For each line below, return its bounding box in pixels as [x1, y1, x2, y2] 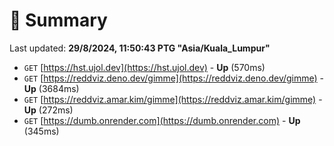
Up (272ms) [23, 104, 74, 116]
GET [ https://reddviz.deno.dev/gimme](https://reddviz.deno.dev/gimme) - [23, 72, 325, 84]
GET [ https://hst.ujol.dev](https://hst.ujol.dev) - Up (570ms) [23, 61, 266, 73]
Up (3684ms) [23, 82, 80, 94]
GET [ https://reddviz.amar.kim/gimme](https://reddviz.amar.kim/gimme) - [23, 93, 323, 105]
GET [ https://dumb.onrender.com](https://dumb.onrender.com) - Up [23, 114, 301, 126]
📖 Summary [9, 9, 108, 32]
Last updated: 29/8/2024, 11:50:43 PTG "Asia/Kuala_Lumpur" [9, 42, 271, 54]
